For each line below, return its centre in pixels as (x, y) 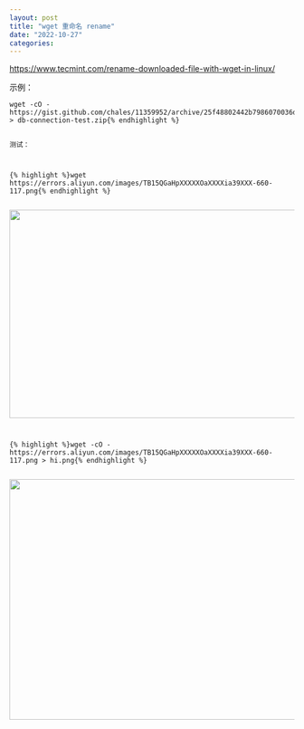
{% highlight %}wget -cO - (60, 445)
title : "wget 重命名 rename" (62, 26)
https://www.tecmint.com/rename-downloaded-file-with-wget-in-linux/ (142, 69)
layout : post (34, 18)
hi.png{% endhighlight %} (98, 460)
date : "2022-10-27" (46, 34)
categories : (32, 43)
